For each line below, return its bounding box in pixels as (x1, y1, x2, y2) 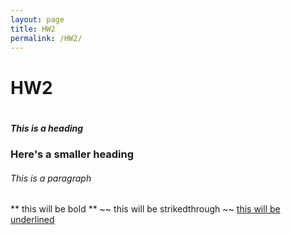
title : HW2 (10, 24, 56, 34)
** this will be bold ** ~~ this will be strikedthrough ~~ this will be (10, 203, 281, 215)
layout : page (10, 14, 65, 25)
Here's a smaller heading (10, 147, 135, 161)
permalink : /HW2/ (10, 33, 83, 43)
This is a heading (10, 122, 84, 134)
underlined (10, 214, 55, 226)
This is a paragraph (10, 172, 92, 184)
